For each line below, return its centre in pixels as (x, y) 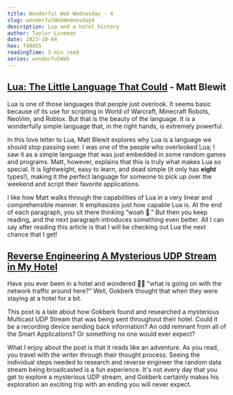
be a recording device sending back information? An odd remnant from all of (117, 327)
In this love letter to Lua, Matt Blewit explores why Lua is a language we (110, 139)
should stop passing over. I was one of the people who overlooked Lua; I (111, 147)
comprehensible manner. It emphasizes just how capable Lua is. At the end (115, 204)
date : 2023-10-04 (32, 40)
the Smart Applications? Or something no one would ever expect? (101, 334)
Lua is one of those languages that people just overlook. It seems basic (109, 104)
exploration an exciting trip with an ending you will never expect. (99, 385)
